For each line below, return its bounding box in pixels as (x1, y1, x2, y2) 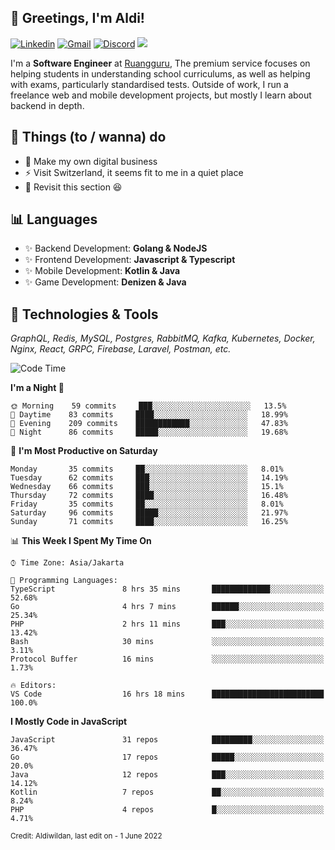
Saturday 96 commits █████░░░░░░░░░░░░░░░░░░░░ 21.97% (10, 508, 288, 518)
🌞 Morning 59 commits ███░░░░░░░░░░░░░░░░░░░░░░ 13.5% (10, 401, 287, 411)
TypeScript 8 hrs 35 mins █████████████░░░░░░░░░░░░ (10, 584, 325, 595)
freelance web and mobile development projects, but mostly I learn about (10, 89, 312, 101)
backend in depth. (10, 99, 85, 111)
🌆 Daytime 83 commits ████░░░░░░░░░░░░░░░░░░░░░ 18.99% (10, 410, 288, 420)
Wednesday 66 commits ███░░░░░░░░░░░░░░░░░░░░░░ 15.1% (10, 482, 284, 492)
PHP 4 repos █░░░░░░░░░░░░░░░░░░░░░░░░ (10, 805, 325, 815)
